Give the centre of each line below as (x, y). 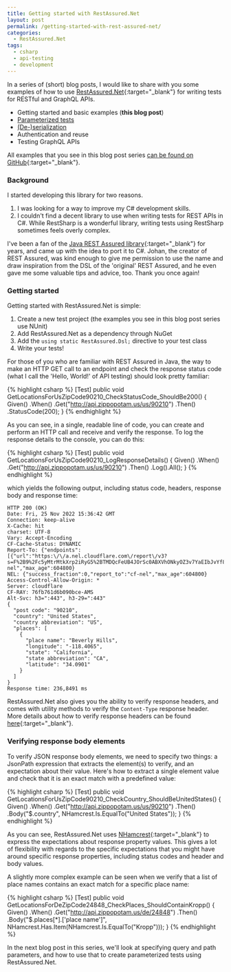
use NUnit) (32, 326)
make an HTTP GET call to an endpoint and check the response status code (114, 369)
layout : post (26, 20)
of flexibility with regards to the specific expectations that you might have (111, 849)
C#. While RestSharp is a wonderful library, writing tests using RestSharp (120, 223)
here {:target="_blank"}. (40, 723)
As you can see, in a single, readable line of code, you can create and (106, 425)
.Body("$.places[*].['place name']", (57, 919)
